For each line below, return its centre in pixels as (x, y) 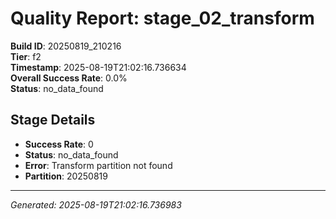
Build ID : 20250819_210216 (66, 46)
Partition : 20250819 (66, 176)
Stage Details (53, 120)
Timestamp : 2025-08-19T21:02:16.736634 (98, 67)
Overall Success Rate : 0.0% (69, 78)
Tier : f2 (26, 56)
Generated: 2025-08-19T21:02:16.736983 (96, 204)
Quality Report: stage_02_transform (162, 18)
